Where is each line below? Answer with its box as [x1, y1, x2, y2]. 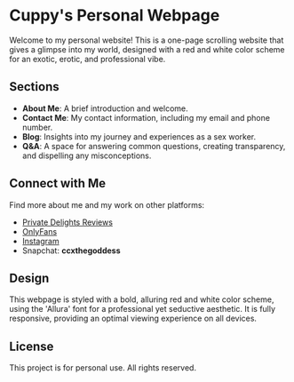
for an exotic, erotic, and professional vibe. [9, 53, 166, 64]
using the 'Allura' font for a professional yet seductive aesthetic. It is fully [9, 304, 276, 314]
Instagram [21, 235, 60, 246]
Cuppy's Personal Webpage [9, 5, 220, 26]
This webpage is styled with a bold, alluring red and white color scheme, [9, 294, 274, 305]
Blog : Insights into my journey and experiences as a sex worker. [21, 131, 256, 142]
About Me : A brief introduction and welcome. [21, 103, 188, 114]
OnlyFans [21, 226, 58, 236]
